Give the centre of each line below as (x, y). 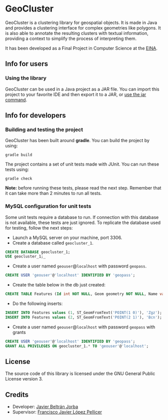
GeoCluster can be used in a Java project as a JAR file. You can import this (82, 89)
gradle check (19, 179)
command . (16, 99)
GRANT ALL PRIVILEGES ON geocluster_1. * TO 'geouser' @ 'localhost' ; (77, 346)
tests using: (17, 169)
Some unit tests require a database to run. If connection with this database (82, 217)
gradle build (19, 155)
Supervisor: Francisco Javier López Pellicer (57, 412)
